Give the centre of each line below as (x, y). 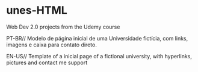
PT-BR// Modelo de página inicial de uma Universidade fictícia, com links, (97, 38)
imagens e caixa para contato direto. (52, 45)
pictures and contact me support (47, 62)
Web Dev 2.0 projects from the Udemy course (63, 27)
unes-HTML (37, 10)
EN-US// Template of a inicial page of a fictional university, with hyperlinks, (99, 56)
